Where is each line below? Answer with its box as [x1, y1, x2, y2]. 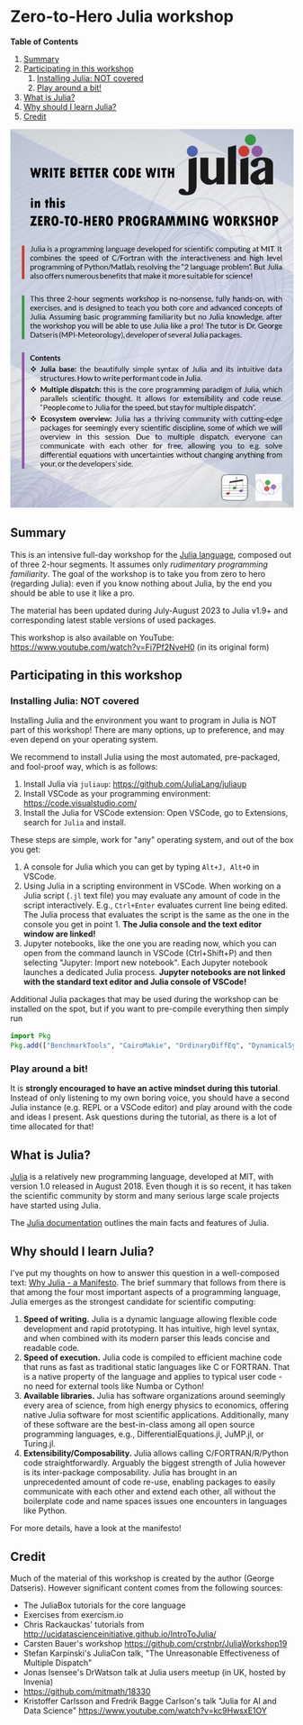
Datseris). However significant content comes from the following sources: [10, 1582, 283, 1593]
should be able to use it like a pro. [10, 588, 136, 598]
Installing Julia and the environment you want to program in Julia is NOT [10, 715, 277, 726]
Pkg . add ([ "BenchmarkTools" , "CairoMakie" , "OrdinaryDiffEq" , [10, 1041, 245, 1051]
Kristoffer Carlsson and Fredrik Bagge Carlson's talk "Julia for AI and [22, 1695, 277, 1706]
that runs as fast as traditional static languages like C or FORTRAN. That [22, 1362, 290, 1373]
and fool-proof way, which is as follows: [10, 762, 158, 772]
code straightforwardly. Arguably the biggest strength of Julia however [22, 1457, 286, 1468]
